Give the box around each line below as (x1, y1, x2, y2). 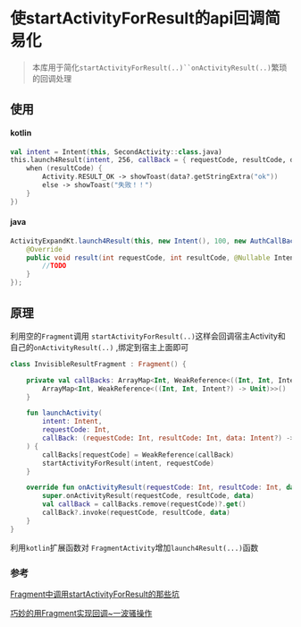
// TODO (42, 262, 67, 271)
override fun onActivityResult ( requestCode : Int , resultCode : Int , (26, 483, 282, 493)
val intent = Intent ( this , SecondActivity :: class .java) (10, 147, 222, 157)
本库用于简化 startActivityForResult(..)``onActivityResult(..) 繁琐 (31, 62, 288, 73)
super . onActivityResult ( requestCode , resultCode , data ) (42, 492, 255, 501)
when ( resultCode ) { (26, 164, 103, 173)
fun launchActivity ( (26, 408, 103, 417)
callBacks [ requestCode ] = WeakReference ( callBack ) (42, 450, 235, 460)
